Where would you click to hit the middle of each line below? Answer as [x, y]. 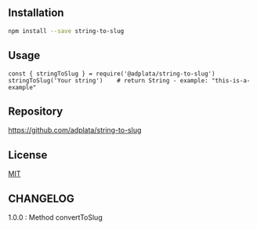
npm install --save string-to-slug [66, 31]
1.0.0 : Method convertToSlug [56, 217]
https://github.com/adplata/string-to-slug [75, 130]
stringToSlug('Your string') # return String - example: [109, 80]
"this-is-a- [231, 80]
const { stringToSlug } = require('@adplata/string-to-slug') [112, 74]
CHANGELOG [41, 198]
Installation [36, 13]
